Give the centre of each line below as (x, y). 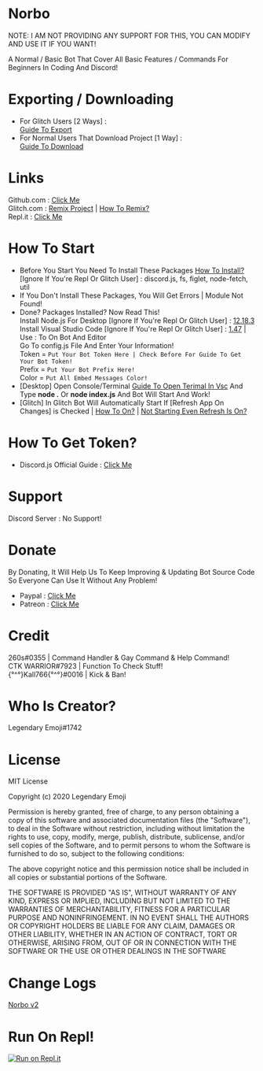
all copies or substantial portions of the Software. (88, 877)
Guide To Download (51, 146)
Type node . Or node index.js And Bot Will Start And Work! (115, 394)
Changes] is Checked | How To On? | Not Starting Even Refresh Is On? (133, 411)
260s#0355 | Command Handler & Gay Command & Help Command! (119, 658)
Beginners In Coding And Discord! (63, 67)
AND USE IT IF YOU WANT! (52, 43)
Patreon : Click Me (49, 604)
